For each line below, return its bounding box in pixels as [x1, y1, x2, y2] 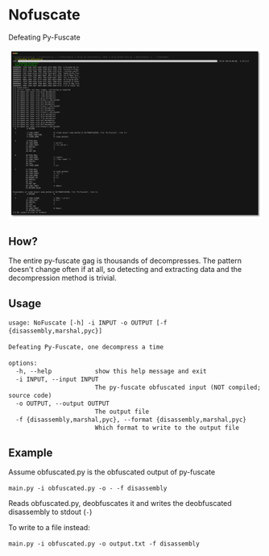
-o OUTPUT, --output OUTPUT [15, 399, 110, 408]
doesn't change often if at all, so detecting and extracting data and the [8, 265, 242, 274]
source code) [8, 391, 52, 400]
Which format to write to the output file [94, 424, 240, 433]
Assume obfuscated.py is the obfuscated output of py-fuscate [8, 467, 216, 477]
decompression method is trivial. [8, 273, 117, 283]
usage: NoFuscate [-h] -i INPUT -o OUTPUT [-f [8, 319, 168, 328]
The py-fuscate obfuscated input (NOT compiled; [94, 383, 262, 392]
